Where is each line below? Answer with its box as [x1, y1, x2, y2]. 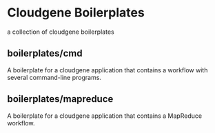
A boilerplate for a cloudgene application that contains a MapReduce [7, 112, 202, 120]
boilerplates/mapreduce [7, 93, 114, 105]
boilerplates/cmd [7, 48, 83, 59]
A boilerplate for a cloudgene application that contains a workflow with [7, 65, 208, 74]
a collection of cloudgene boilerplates [7, 28, 115, 36]
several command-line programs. [7, 73, 102, 81]
